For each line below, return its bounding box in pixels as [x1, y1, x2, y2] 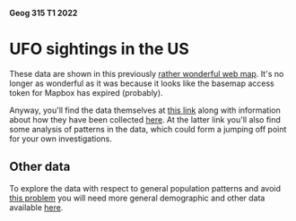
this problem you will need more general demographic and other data [9, 192, 266, 203]
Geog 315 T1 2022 [9, 8, 78, 18]
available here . [9, 201, 64, 213]
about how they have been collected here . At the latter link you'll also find [9, 114, 281, 124]
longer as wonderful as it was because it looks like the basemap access [9, 78, 275, 89]
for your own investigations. [9, 133, 112, 144]
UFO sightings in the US [9, 39, 190, 59]
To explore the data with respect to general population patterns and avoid [9, 183, 281, 193]
